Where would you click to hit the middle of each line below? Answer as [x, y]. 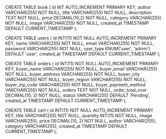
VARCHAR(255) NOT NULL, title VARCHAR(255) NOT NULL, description [79, 12]
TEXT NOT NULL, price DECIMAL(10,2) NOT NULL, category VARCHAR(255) [83, 18]
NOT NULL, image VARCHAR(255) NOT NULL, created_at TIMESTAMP [77, 23]
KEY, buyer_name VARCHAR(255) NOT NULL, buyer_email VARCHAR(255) [81, 69]
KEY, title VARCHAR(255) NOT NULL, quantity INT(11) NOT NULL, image [79, 116]
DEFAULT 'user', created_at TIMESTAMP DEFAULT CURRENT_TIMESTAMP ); [83, 54]
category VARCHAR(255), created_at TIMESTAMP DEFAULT [66, 126]
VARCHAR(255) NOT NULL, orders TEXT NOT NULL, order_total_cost [76, 90]
